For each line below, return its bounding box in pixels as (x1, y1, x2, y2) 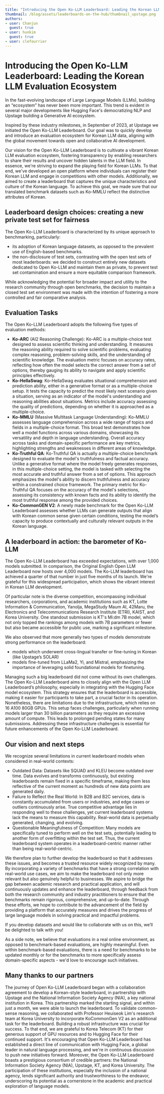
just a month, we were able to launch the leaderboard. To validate (5, 1005, 137, 1011)
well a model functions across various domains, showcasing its (12, 430, 139, 436)
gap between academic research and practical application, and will (5, 881, 140, 887)
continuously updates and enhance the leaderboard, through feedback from (5, 886, 158, 892)
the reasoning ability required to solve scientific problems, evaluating (12, 347, 151, 353)
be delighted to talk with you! (5, 927, 63, 933)
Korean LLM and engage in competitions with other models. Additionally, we (5, 173, 158, 179)
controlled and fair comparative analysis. (5, 294, 87, 300)
